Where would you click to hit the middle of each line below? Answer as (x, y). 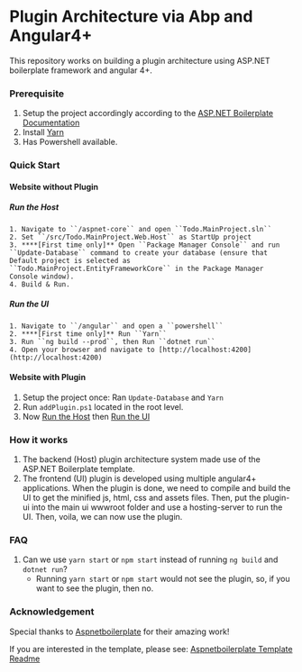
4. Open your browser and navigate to (82, 350)
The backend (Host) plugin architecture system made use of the (142, 459)
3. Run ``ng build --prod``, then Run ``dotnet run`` (113, 341)
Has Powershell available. (70, 142)
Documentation (51, 123)
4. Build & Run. (40, 284)
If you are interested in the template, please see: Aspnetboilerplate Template (151, 649)
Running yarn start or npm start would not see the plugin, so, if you (163, 579)
